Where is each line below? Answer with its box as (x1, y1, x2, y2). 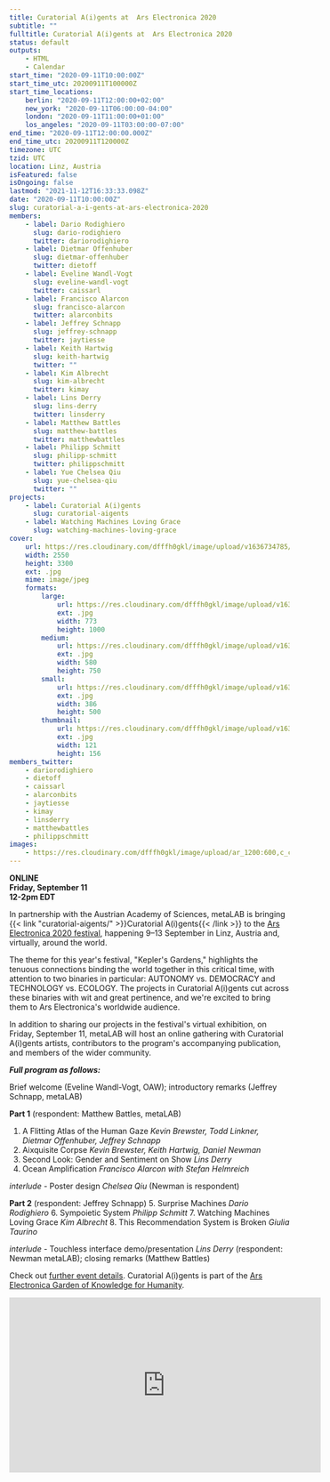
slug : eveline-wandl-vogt (32, 278, 129, 286)
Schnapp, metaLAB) (9, 1091, 83, 1101)
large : (41, 592, 66, 601)
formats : (25, 584, 58, 592)
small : (41, 674, 66, 683)
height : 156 (56, 749, 101, 758)
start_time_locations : (9, 87, 93, 96)
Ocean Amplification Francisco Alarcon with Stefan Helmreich (21, 1164, 250, 1174)
